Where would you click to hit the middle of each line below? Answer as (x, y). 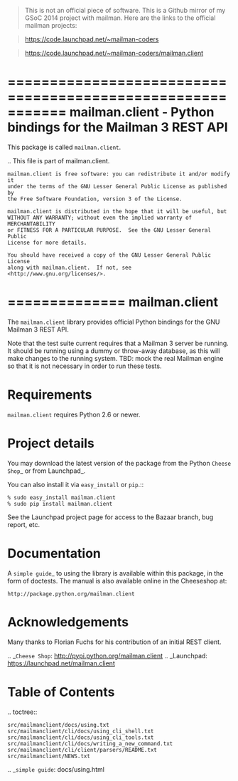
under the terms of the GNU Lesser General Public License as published (117, 186)
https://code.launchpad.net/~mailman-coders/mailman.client (114, 53)
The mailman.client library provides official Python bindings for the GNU (114, 322)
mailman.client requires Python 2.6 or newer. (74, 414)
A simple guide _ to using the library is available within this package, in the (115, 573)
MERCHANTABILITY (31, 224)
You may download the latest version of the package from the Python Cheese (119, 463)
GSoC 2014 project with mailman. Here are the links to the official (120, 18)
